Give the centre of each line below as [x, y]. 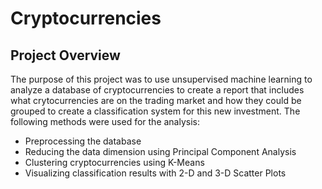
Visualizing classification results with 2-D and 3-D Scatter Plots [155, 173]
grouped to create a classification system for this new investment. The [155, 111]
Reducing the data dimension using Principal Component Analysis [160, 151]
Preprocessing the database [83, 141]
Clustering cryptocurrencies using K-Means [114, 162]
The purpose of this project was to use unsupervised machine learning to [161, 79]
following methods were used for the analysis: [105, 121]
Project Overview [65, 55]
